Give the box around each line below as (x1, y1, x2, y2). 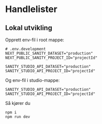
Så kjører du (5, 100, 31, 106)
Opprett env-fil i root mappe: (5, 37, 64, 43)
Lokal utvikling (5, 24, 53, 32)
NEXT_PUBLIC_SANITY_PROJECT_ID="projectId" (5, 55, 98, 60)
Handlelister (5, 4, 58, 15)
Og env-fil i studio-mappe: (5, 77, 60, 83)
